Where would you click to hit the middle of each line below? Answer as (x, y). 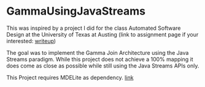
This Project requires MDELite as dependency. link (70, 77)
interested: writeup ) (31, 41)
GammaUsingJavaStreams (76, 11)
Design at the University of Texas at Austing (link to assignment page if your (102, 34)
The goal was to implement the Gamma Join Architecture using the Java (98, 52)
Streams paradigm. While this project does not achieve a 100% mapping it (100, 59)
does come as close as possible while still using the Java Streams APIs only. (103, 66)
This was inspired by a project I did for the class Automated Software (94, 28)
